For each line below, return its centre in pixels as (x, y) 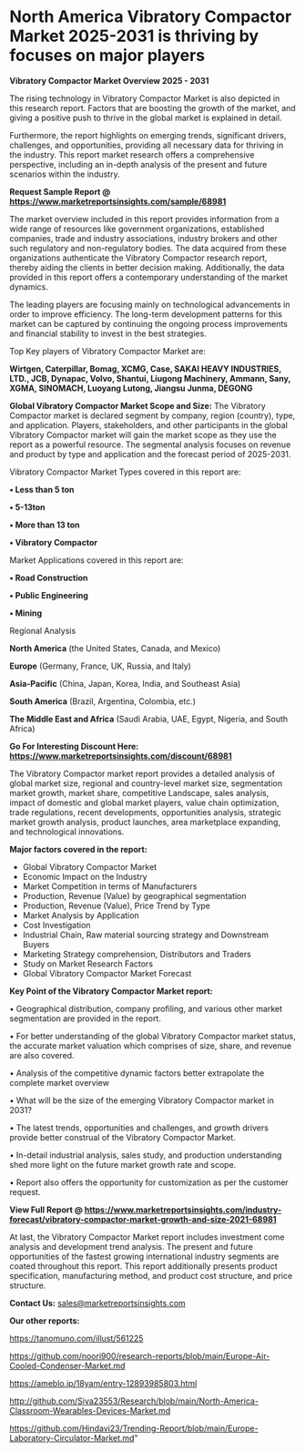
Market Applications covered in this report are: (97, 560)
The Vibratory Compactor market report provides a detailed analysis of (142, 773)
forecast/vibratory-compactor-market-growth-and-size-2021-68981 (143, 1219)
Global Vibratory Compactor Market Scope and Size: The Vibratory (137, 405)
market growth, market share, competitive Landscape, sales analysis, (139, 792)
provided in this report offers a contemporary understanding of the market (149, 277)
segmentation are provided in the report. (85, 1018)
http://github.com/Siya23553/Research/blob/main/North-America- (134, 1401)
